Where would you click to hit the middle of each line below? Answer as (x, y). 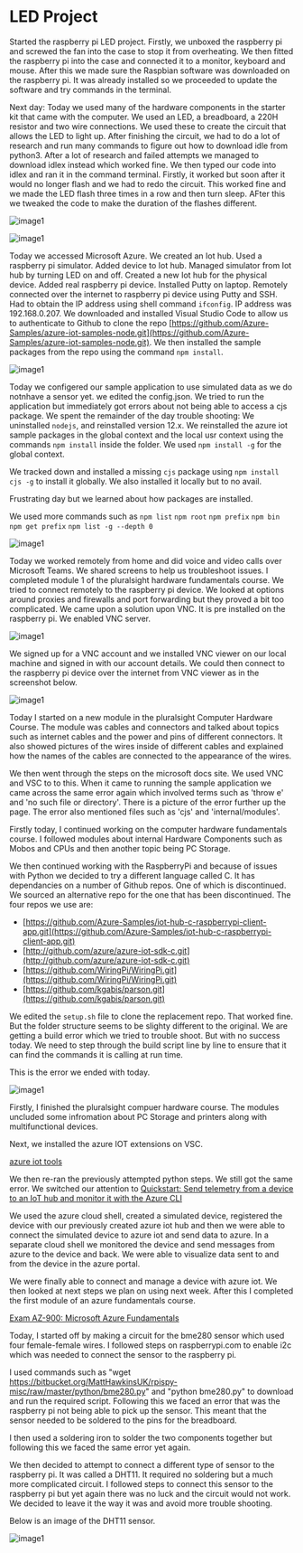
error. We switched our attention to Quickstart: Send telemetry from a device (151, 1188)
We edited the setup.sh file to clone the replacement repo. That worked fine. (151, 1016)
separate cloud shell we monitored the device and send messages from (142, 1244)
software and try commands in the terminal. (91, 89)
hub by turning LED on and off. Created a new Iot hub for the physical (138, 275)
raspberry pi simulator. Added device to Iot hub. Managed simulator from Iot (151, 265)
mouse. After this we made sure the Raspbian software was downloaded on (150, 71)
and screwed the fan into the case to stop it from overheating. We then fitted (151, 51)
